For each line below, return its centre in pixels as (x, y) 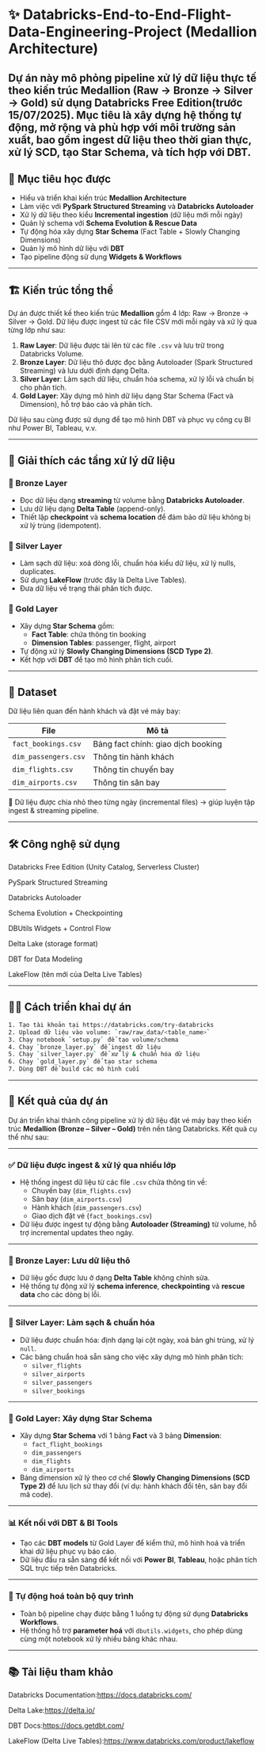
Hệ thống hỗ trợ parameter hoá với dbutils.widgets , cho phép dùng (131, 1630)
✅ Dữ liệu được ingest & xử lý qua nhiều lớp (92, 1165)
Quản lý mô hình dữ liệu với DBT (72, 249)
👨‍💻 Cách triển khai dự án (70, 1007)
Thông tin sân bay (127, 783)
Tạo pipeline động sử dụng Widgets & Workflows (101, 257)
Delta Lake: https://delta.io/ (51, 1710)
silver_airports (58, 1374)
